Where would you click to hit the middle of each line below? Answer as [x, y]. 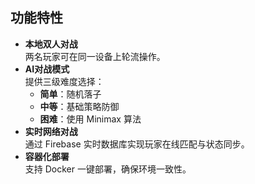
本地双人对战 [51, 44]
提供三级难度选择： [64, 81]
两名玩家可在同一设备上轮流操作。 [95, 56]
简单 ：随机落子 [70, 94]
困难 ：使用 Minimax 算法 [90, 119]
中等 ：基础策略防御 [79, 106]
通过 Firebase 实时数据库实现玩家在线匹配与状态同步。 [137, 144]
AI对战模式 [47, 69]
